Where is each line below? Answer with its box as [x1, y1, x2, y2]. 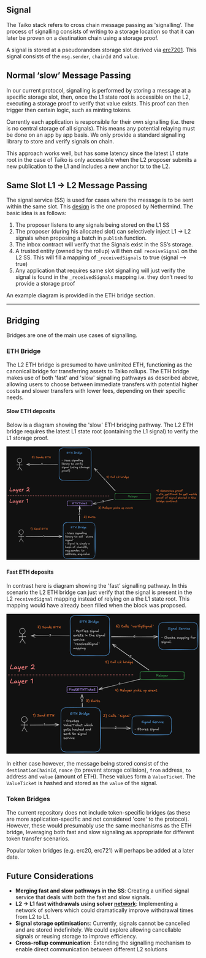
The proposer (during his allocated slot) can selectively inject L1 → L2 [15, 228, 191, 235]
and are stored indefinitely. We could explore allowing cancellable [15, 926, 181, 933]
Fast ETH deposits [6, 568, 54, 576]
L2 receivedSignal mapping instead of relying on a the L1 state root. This [6, 595, 190, 603]
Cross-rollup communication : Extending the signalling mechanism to [15, 939, 191, 946]
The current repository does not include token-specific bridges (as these [6, 808, 191, 816]
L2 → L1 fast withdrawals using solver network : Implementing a [15, 900, 178, 908]
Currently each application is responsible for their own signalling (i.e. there [6, 118, 195, 125]
